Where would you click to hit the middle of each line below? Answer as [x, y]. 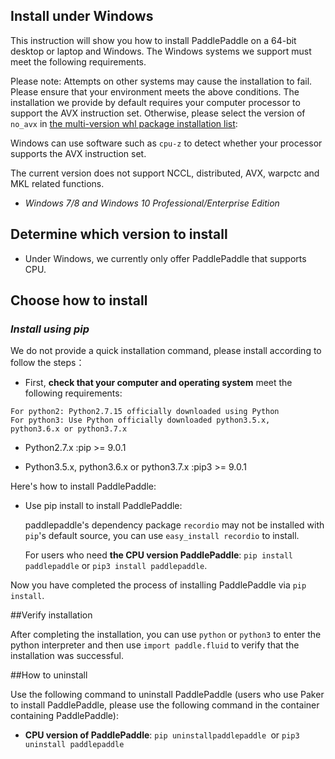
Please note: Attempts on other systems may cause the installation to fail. [161, 81]
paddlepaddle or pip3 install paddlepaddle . [116, 566]
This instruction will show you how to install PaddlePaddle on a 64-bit [153, 40]
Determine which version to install [119, 234]
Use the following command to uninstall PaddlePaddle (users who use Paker [167, 695]
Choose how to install [79, 300]
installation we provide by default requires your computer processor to [155, 102]
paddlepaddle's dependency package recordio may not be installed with [174, 525]
